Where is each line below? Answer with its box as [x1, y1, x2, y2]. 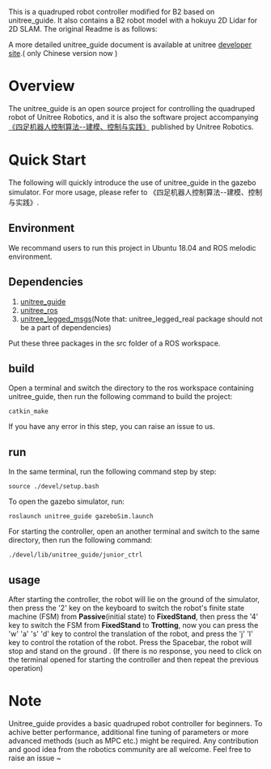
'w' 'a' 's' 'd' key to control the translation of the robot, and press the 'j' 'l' [8, 629, 253, 638]
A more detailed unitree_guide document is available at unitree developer [8, 40, 252, 49]
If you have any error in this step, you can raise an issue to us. [8, 422, 215, 432]
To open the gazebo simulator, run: [8, 496, 125, 506]
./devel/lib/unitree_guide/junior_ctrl [8, 551, 143, 559]
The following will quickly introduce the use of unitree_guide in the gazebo [8, 178, 256, 187]
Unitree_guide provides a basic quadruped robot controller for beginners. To [8, 718, 263, 728]
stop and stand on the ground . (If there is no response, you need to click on [8, 646, 262, 655]
